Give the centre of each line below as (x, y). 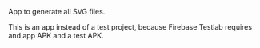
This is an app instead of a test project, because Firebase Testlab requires (130, 27)
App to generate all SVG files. (57, 12)
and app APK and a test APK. (56, 36)
